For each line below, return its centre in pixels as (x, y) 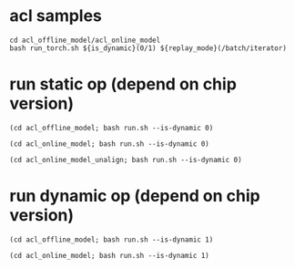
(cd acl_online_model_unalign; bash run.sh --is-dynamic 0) (126, 160)
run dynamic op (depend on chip (135, 196)
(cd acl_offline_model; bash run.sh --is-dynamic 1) (112, 239)
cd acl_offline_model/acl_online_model (85, 40)
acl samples (56, 16)
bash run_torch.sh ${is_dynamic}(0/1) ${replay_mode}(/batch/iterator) (148, 48)
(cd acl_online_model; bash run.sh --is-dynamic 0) (109, 144)
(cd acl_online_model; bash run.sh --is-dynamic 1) (109, 255)
